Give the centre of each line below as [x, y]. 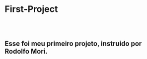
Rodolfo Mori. [26, 51]
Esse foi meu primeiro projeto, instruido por [73, 44]
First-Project [31, 9]
